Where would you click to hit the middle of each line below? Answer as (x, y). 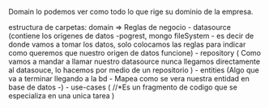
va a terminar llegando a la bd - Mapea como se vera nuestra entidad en (129, 79)
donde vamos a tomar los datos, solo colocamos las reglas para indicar (127, 44)
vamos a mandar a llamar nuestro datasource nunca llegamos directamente (134, 61)
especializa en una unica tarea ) (62, 96)
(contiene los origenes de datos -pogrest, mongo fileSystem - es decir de (131, 36)
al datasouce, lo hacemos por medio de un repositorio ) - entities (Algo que (134, 70)
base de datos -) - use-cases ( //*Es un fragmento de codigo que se (123, 87)
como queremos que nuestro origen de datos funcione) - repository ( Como (135, 53)
